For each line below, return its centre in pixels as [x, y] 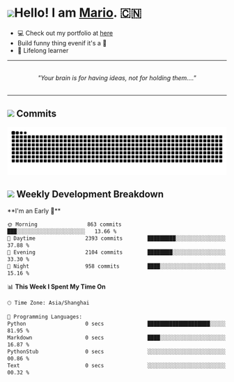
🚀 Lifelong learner [43, 50]
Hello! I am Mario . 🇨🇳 [78, 13]
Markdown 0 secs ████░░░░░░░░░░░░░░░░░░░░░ [117, 338]
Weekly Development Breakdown [90, 194]
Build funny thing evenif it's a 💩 [62, 43]
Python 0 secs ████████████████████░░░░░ [117, 324]
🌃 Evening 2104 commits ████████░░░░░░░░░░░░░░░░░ [117, 252]
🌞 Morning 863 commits [64, 224]
